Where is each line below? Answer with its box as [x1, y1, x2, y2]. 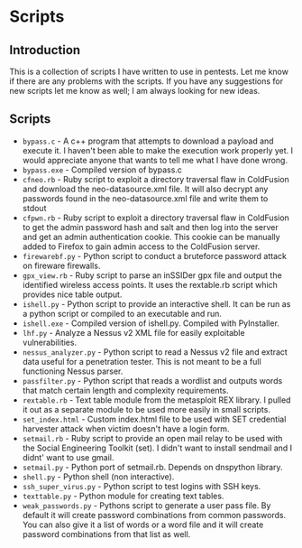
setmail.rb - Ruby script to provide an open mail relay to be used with [22, 432, 283, 443]
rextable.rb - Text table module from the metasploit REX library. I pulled [22, 395, 291, 405]
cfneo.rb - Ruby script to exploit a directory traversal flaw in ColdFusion [22, 173, 290, 184]
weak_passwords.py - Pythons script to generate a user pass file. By [22, 499, 271, 511]
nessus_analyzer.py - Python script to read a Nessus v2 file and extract [22, 346, 288, 358]
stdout [22, 202, 47, 213]
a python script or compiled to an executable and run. [22, 308, 223, 319]
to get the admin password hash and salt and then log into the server [22, 221, 279, 232]
